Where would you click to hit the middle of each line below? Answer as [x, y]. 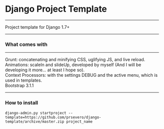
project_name [79, 121]
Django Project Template [56, 9]
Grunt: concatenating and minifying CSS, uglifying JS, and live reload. [75, 60]
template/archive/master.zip [35, 121]
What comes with [26, 44]
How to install [21, 103]
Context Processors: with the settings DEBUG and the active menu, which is [81, 75]
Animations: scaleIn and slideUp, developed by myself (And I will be [73, 65]
